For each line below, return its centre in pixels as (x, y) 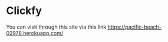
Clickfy (24, 11)
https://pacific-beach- (135, 27)
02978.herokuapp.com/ (35, 33)
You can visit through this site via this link (56, 27)
